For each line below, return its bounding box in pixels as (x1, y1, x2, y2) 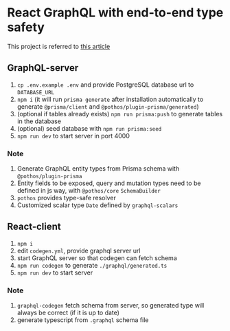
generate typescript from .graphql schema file (16, 316, 149, 324)
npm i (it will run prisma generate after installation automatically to (16, 95, 204, 103)
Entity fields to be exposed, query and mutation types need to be (16, 179, 201, 187)
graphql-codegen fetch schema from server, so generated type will (16, 301, 205, 310)
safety (7, 19, 45, 35)
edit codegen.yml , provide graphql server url (16, 246, 141, 255)
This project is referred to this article (7, 42, 111, 50)
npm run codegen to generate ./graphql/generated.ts (16, 261, 168, 269)
